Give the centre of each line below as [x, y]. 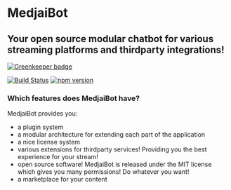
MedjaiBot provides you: [42, 114]
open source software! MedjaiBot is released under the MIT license [114, 164]
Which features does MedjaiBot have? [74, 98]
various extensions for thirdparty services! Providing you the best [112, 149]
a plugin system [40, 127]
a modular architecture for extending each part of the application [111, 135]
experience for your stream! [58, 157]
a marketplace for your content [62, 179]
